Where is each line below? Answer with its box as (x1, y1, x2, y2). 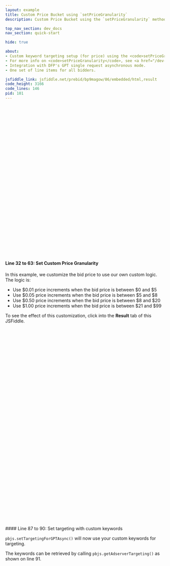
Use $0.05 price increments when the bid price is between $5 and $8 (12, 292, 158, 298)
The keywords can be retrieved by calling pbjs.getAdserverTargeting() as (5, 550, 160, 556)
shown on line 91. (5, 556, 41, 562)
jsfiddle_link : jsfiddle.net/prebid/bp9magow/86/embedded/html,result (5, 77, 157, 82)
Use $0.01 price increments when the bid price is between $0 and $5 (12, 287, 157, 293)
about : (5, 49, 19, 54)
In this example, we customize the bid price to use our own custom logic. (5, 271, 157, 278)
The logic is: (5, 277, 31, 283)
